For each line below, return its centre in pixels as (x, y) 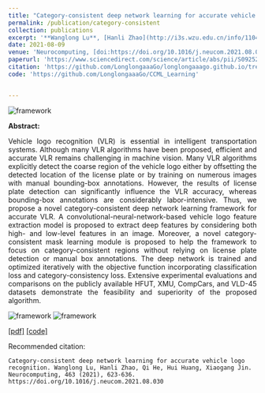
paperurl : (24, 60)
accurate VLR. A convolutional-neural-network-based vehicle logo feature (132, 216)
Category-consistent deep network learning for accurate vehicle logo (127, 361)
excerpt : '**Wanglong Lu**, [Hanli (67, 37)
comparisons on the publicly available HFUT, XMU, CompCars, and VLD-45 (132, 283)
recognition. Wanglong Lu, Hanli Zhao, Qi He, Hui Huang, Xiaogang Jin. (130, 368)
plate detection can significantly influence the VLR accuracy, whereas (132, 191)
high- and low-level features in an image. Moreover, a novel (114, 233)
